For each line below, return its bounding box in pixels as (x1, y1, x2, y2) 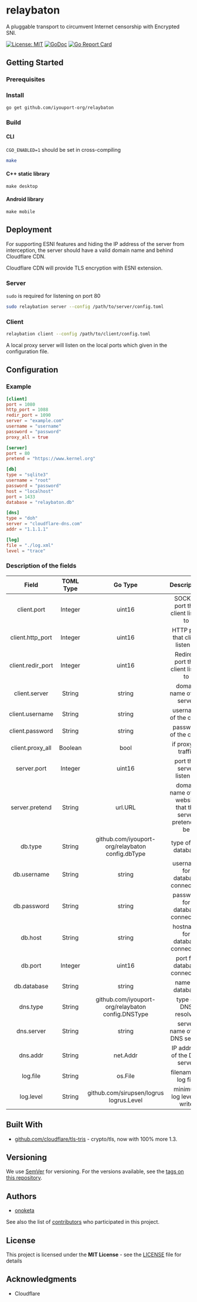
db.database (13, 982, 49, 990)
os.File (116, 1072, 135, 1080)
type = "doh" (6, 516, 38, 522)
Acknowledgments (6, 1274, 77, 1284)
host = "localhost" (6, 488, 54, 494)
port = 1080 (6, 401, 35, 407)
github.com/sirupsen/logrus (87, 1088, 164, 1097)
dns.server (16, 1027, 46, 1035)
